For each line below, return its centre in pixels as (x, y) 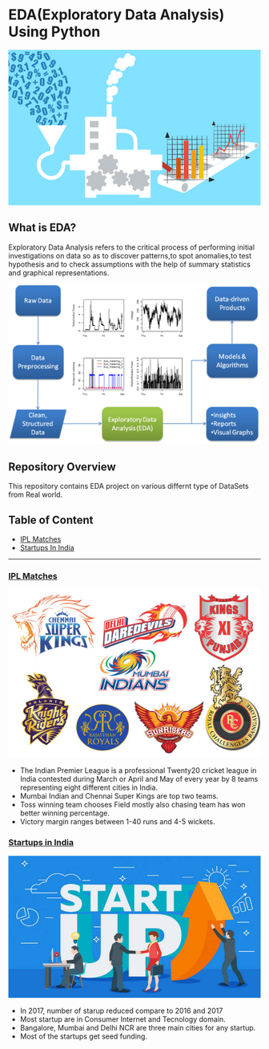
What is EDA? (42, 228)
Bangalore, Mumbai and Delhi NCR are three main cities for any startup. (138, 1028)
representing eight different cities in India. (89, 787)
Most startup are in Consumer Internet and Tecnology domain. (122, 1019)
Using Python (54, 32)
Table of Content (51, 520)
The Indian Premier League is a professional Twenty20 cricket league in (138, 770)
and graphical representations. (59, 272)
